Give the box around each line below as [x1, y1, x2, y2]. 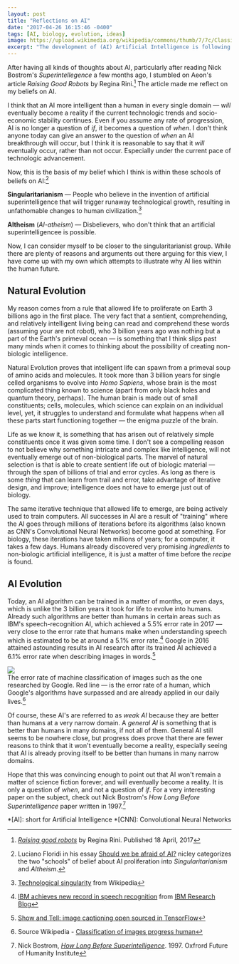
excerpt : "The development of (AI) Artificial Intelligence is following [7, 43, 231, 51]
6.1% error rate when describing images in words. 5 [7, 651, 156, 660]
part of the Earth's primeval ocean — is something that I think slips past [7, 334, 217, 343]
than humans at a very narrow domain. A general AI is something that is [7, 718, 217, 727]
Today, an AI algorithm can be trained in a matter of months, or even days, [7, 596, 225, 606]
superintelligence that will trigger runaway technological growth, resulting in [7, 197, 230, 207]
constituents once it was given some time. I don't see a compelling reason [7, 437, 225, 446]
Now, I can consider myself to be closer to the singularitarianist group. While [7, 242, 231, 250]
